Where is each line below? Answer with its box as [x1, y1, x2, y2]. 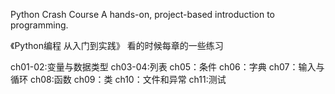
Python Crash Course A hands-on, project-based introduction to [10, 9, 276, 20]
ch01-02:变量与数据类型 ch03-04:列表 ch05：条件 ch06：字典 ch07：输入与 [10, 61, 325, 73]
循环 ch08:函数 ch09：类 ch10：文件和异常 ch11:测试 [10, 74, 227, 85]
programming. [10, 19, 69, 31]
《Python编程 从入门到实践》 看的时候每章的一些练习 [10, 40, 224, 51]
